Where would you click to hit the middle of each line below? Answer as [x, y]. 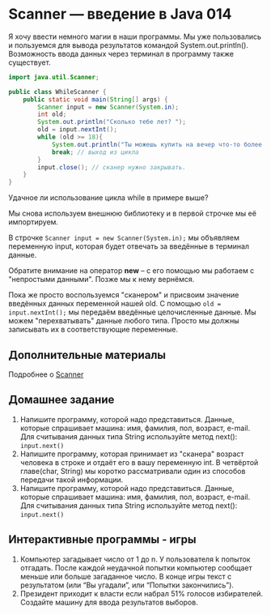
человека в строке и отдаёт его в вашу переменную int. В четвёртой [139, 462]
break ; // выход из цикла [95, 152]
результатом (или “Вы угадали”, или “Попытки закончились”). [127, 585]
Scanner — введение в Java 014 [120, 14]
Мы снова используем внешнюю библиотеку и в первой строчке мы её [133, 214]
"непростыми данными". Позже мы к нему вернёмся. [102, 280]
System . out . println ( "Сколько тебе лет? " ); [112, 122]
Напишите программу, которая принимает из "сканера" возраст [132, 454]
